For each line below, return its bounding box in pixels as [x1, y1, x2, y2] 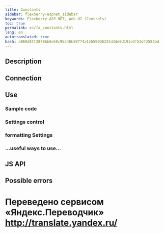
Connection [5, 74, 42, 82]
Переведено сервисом [5, 196, 104, 207]
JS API [5, 160, 26, 168]
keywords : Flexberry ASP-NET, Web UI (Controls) [5, 16, 107, 21]
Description [5, 57, 42, 66]
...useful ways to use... [5, 145, 61, 152]
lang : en [5, 30, 23, 35]
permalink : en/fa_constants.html [5, 26, 74, 30]
